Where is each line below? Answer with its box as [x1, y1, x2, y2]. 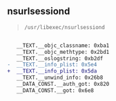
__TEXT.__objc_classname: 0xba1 [16, 42, 110, 49]
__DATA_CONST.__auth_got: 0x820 [16, 81, 110, 88]
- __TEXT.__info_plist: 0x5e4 [7, 62, 97, 68]
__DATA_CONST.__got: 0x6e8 [16, 86, 95, 94]
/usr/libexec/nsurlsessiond [23, 24, 105, 30]
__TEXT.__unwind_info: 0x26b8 [16, 74, 104, 82]
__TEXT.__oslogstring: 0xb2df [16, 55, 104, 62]
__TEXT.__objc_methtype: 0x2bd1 [16, 48, 110, 55]
